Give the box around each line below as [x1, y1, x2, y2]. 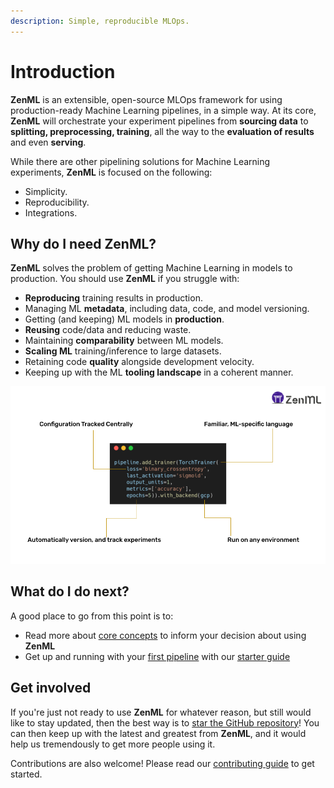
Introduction [10, 60, 116, 83]
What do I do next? [10, 583, 130, 600]
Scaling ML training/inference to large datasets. [24, 345, 222, 357]
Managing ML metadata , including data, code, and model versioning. [24, 303, 310, 315]
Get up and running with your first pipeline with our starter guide [24, 650, 291, 662]
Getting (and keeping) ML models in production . [24, 313, 225, 325]
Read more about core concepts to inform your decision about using [24, 629, 307, 641]
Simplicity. [24, 185, 68, 197]
